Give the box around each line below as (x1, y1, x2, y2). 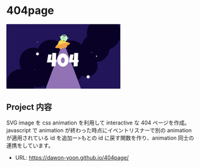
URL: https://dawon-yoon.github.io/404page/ (15, 154, 129, 162)
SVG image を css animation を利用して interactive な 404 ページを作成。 (6, 119, 190, 126)
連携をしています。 (6, 142, 54, 149)
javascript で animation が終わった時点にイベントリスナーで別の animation (6, 127, 192, 134)
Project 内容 (6, 101, 52, 112)
